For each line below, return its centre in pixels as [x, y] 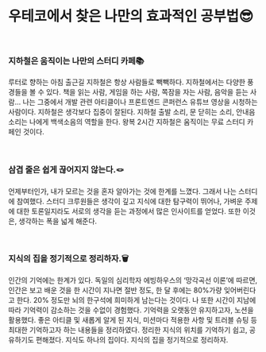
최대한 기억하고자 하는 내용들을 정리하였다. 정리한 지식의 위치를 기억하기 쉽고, [128, 330]
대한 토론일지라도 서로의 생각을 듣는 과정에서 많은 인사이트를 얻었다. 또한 [129, 211]
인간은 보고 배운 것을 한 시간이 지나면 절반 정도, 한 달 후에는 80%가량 [115, 290]
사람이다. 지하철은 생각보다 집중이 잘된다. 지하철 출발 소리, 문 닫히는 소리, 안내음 [132, 112]
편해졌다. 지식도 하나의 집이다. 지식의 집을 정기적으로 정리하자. [132, 339]
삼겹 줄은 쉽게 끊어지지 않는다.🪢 [66, 170]
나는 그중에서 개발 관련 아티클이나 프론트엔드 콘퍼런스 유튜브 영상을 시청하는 [140, 102]
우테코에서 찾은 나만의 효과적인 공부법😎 [131, 16]
